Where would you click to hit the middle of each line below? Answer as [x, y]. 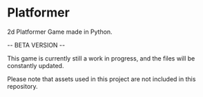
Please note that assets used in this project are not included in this [101, 79]
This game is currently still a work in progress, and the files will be [101, 58]
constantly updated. [36, 65]
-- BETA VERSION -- [36, 45]
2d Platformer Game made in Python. [60, 32]
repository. [22, 86]
